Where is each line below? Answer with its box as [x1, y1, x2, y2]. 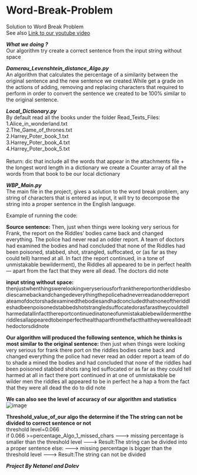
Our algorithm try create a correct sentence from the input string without [6, 47, 182, 54]
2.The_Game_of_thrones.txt [6, 126, 72, 133]
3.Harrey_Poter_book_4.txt [6, 139, 70, 146]
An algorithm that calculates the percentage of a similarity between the [6, 71, 178, 78]
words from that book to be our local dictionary [6, 170, 121, 177]
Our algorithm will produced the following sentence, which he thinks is [6, 334, 182, 341]
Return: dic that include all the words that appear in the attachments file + [6, 158, 184, 165]
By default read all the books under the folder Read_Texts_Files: [6, 113, 161, 121]
